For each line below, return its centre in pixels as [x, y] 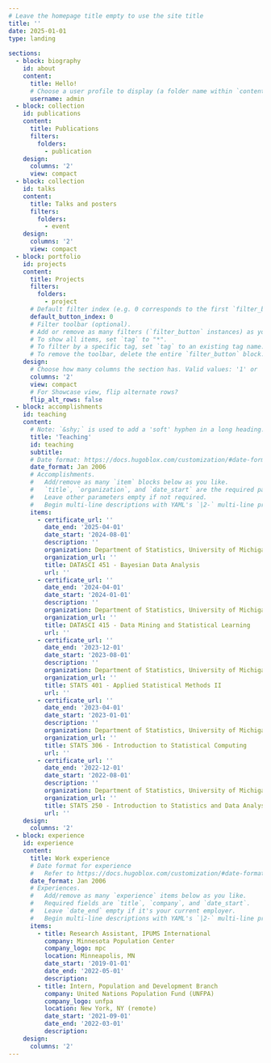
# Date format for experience [80, 866]
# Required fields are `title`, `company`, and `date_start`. [140, 904]
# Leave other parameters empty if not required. [118, 497]
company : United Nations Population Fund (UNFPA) [129, 993]
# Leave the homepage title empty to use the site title [106, 16]
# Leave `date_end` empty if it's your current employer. [133, 911]
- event [57, 227]
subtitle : [46, 452]
